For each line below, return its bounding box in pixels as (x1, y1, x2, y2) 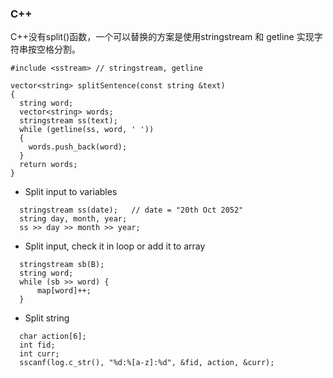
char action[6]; (19, 332, 87, 342)
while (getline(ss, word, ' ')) (19, 125, 155, 135)
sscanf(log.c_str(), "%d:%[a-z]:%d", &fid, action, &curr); (19, 358, 275, 368)
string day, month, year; (19, 214, 128, 224)
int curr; (19, 349, 60, 359)
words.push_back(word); (28, 142, 128, 152)
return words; (19, 160, 78, 170)
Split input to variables (24, 186, 118, 198)
